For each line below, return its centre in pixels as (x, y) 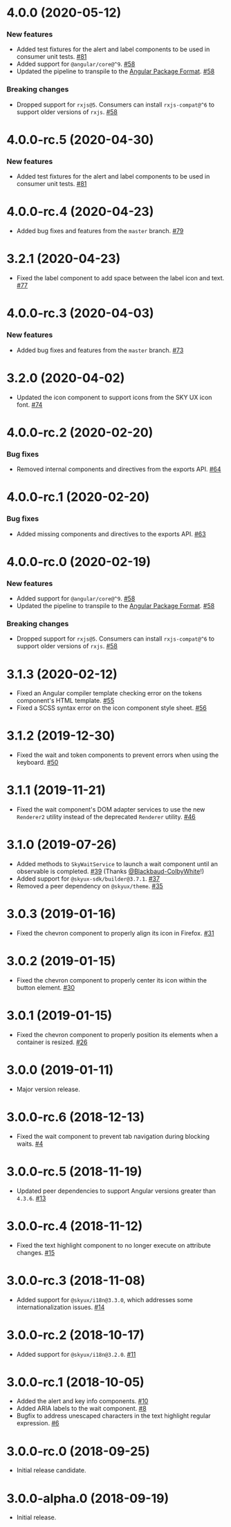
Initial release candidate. (51, 1470)
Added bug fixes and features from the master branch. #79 (100, 231)
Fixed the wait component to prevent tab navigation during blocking (113, 1136)
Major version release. (48, 1089)
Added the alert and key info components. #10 (82, 1401)
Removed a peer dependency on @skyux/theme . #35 (90, 886)
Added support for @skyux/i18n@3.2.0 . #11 (76, 1354)
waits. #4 (30, 1144)
